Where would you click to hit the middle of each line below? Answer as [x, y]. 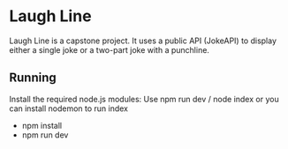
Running [33, 78]
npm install [42, 125]
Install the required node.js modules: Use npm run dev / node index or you [144, 99]
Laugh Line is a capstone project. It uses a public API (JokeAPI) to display [143, 41]
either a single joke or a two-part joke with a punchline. [110, 49]
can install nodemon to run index [69, 108]
